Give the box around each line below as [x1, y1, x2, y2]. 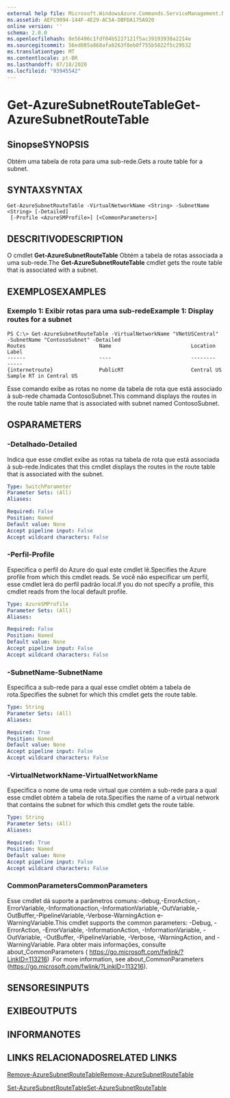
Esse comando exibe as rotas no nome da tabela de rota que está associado [7, 384, 222, 393]
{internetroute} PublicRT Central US [7, 366, 222, 373]
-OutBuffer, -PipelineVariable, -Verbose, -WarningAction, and [43, 933, 216, 941]
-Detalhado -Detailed [7, 440, 77, 449]
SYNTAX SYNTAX [7, 184, 84, 196]
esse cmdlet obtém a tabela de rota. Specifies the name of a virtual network [7, 793, 220, 802]
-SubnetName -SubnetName [7, 667, 103, 677]
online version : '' [7, 23, 63, 30]
